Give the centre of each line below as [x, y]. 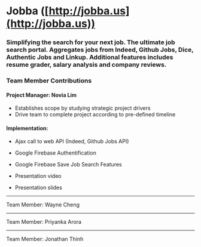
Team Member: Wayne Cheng [43, 205]
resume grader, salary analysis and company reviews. [86, 65]
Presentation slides [39, 188]
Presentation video [38, 176]
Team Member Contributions [49, 81]
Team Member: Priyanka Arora [44, 222]
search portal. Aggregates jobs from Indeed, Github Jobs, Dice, [100, 50]
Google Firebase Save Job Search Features [68, 165]
